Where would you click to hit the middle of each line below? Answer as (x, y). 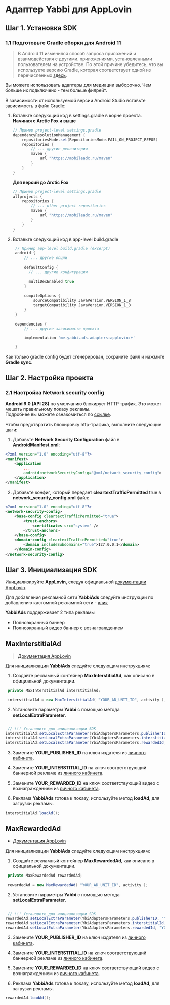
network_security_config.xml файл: (51, 497)
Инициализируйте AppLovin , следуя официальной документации (76, 582)
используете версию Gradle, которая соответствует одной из (84, 70)
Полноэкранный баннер (38, 623)
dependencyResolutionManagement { (49, 135)
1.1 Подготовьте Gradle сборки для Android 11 (63, 43)
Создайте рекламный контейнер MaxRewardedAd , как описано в (83, 861)
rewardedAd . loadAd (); (28, 998)
